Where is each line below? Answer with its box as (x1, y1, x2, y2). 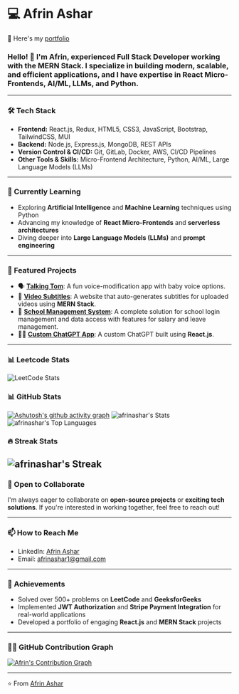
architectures (17, 226, 59, 234)
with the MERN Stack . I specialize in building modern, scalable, (7, 61, 229, 70)
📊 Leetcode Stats (7, 355, 70, 365)
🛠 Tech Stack (7, 106, 56, 116)
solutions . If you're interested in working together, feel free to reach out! (7, 503, 221, 512)
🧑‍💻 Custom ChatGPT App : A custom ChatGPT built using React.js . (17, 330, 215, 339)
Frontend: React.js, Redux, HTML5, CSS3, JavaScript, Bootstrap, (17, 125, 208, 133)
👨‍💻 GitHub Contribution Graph (7, 642, 114, 652)
